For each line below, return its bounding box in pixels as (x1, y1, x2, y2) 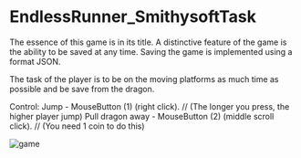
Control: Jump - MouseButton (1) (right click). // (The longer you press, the (9, 100, 290, 111)
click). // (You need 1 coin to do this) (9, 121, 145, 132)
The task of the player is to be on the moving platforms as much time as (9, 73, 279, 84)
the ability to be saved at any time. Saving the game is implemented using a (9, 46, 293, 57)
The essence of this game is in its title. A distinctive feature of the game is (9, 37, 287, 47)
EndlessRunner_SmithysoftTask (9, 6, 257, 27)
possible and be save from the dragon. (9, 83, 155, 94)
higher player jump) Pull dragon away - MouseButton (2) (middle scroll (9, 111, 275, 121)
